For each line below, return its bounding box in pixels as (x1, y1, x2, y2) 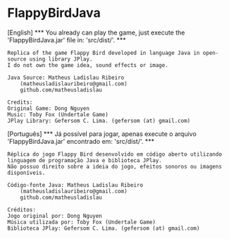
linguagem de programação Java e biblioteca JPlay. (7, 157, 162, 164)
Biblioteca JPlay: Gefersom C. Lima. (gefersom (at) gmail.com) (7, 224, 200, 232)
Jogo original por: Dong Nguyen (7, 212, 102, 219)
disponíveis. (7, 169, 46, 176)
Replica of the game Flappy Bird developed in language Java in (7, 49, 200, 56)
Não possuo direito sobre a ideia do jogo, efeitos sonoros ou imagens (7, 163, 222, 170)
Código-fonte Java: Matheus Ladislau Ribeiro (7, 181, 143, 188)
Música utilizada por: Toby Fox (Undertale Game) (7, 219, 156, 226)
